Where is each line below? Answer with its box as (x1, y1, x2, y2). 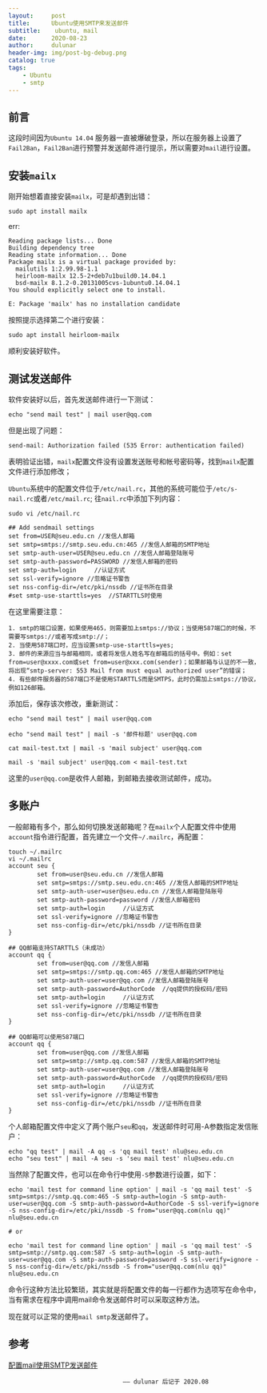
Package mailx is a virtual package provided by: (8, 258, 177, 267)
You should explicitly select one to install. (8, 286, 166, 295)
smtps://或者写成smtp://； (26, 632, 110, 640)
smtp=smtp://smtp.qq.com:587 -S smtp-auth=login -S (8, 1248, 184, 1257)
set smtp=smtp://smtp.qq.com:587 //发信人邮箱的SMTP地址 (37, 1057, 221, 1065)
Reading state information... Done (8, 251, 127, 259)
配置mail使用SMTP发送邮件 (8, 1360, 98, 1370)
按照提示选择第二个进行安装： (8, 315, 106, 325)
